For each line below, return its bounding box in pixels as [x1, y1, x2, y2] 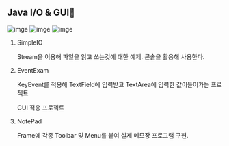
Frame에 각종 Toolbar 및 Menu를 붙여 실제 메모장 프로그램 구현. [16, 131, 189, 139]
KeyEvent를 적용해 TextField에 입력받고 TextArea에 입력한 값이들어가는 [16, 80, 210, 88]
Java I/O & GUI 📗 [7, 7, 75, 19]
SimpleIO [16, 38, 43, 47]
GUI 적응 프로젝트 [16, 104, 65, 112]
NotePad [16, 117, 42, 125]
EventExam [16, 66, 49, 74]
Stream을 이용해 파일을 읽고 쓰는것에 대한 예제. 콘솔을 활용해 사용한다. [16, 52, 205, 60]
